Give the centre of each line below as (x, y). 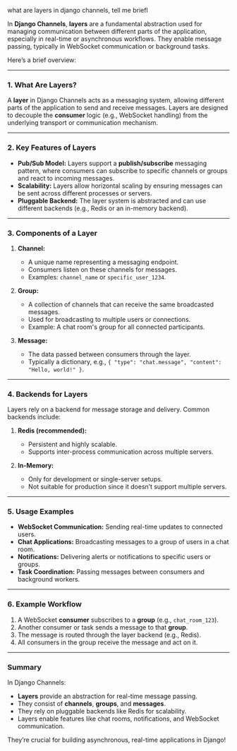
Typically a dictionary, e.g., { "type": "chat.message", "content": (125, 361)
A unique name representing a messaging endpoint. (103, 262)
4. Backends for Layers (48, 394)
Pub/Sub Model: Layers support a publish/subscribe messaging (112, 163)
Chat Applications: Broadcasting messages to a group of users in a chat (123, 542)
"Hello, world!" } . (56, 369)
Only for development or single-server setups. (95, 479)
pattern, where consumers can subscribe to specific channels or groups (122, 170)
